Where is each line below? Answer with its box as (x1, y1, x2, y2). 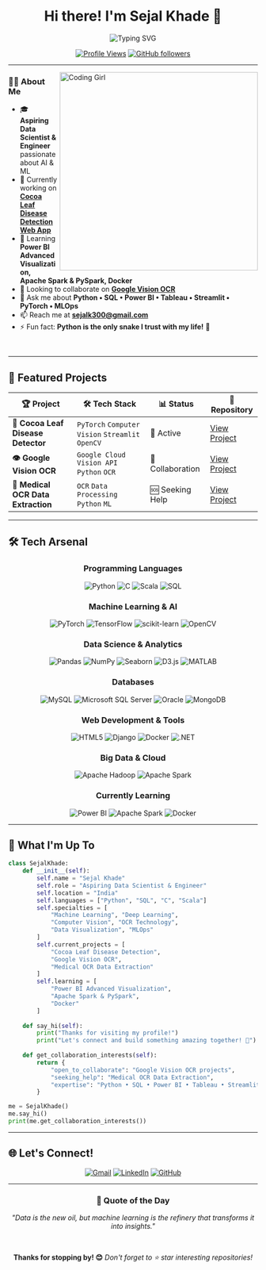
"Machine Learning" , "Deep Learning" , (50, 911, 179, 919)
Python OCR (76, 468, 116, 477)
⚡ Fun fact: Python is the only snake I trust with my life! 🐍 (19, 322, 211, 332)
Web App (19, 225, 51, 235)
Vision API (76, 459, 118, 467)
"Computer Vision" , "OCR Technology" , (50, 919, 179, 927)
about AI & (19, 158, 54, 167)
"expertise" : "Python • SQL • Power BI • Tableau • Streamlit (50, 1080, 260, 1089)
